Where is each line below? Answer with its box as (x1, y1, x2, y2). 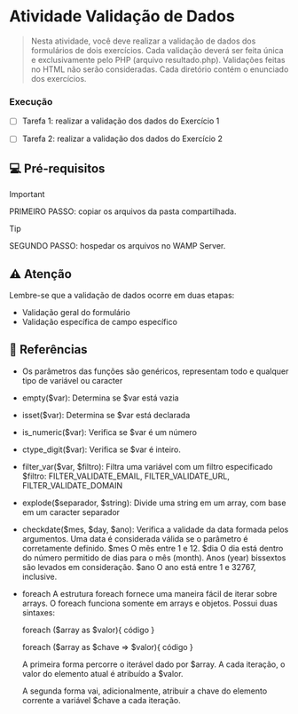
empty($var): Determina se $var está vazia (21, 393, 179, 403)
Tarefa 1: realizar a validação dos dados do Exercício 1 (21, 115, 220, 126)
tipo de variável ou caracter (21, 375, 123, 385)
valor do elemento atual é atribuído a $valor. (21, 668, 184, 678)
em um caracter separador (21, 506, 121, 517)
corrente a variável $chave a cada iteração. (21, 694, 182, 705)
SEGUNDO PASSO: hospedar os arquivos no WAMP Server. (9, 241, 226, 251)
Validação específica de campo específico (21, 316, 177, 327)
